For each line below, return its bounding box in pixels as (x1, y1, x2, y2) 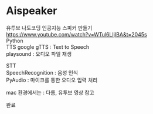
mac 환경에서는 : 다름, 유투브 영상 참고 (6, 89, 95, 96)
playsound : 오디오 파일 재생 (6, 50, 72, 57)
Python (6, 37, 23, 44)
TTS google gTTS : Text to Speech (6, 43, 90, 51)
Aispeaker (6, 4, 57, 18)
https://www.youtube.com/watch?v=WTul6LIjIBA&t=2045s (6, 31, 148, 38)
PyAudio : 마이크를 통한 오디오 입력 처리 (6, 76, 98, 83)
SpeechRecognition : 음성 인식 (6, 69, 78, 76)
